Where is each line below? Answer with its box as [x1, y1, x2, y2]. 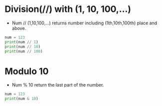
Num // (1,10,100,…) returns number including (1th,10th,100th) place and [11, 20, 158, 26]
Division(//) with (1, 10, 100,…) [4, 3, 132, 15]
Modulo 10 [4, 66, 49, 77]
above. [11, 25, 26, 31]
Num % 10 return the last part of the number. [11, 82, 104, 88]
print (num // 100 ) [4, 49, 43, 54]
